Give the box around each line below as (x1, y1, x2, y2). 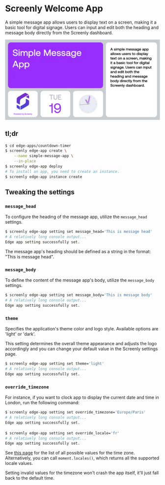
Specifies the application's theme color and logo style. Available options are (5, 326, 159, 332)
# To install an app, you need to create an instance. (5, 169, 120, 174)
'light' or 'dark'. (5, 331, 36, 337)
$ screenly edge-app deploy (5, 164, 63, 169)
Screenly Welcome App (5, 3, 103, 14)
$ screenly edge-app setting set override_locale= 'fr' (5, 430, 120, 436)
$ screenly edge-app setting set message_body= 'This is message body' (5, 292, 153, 298)
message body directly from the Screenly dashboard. (5, 30, 113, 35)
